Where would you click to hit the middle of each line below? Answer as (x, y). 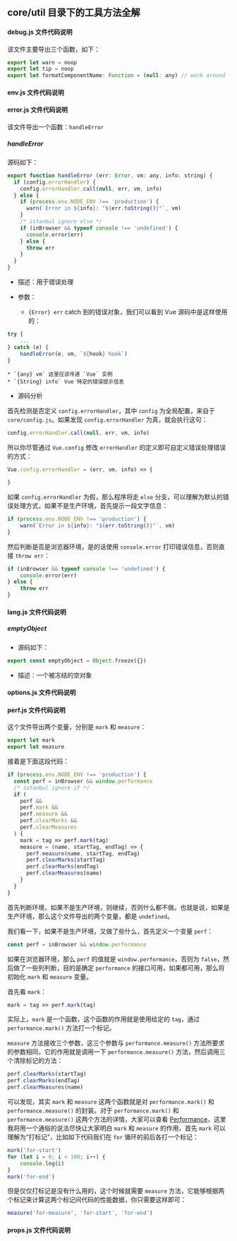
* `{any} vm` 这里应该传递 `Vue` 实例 (60, 374)
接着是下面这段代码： (38, 761)
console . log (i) (42, 1163)
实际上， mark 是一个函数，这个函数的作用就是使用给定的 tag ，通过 (103, 1019)
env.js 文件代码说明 (36, 92)
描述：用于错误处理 (45, 282)
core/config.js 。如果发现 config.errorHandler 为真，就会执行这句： (108, 420)
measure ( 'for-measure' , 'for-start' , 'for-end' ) (80, 1213)
